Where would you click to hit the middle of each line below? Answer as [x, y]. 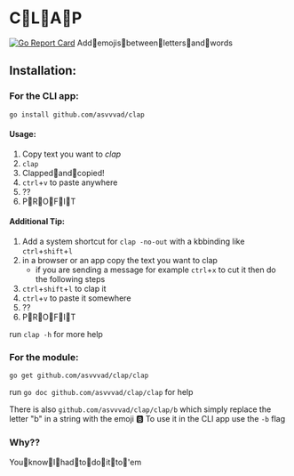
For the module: [44, 357]
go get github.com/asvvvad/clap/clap [79, 376]
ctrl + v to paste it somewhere [76, 298]
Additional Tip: [37, 222]
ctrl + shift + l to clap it [64, 289]
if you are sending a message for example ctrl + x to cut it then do [156, 270]
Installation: [43, 71]
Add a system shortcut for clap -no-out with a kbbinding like [133, 242]
